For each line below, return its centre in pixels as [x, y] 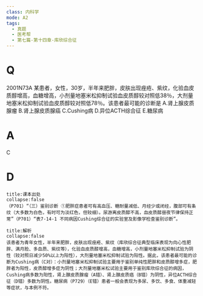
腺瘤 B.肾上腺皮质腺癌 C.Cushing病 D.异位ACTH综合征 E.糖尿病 [85, 111]
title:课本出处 [24, 194]
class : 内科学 [23, 12]
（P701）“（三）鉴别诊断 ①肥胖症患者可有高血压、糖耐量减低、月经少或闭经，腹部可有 [99, 206]
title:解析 [19, 231]
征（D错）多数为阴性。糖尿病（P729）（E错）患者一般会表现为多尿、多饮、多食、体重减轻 [101, 281]
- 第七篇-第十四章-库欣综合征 [44, 40]
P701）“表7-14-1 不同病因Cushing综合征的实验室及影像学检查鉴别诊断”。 [99, 219]
